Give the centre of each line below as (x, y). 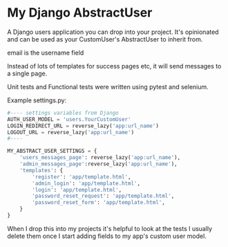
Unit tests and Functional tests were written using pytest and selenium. (108, 86)
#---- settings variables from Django (63, 113)
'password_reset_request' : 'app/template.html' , (103, 196)
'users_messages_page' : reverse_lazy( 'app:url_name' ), (100, 158)
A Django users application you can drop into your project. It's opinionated (113, 32)
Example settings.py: (37, 100)
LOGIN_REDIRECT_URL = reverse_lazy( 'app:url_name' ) (83, 126)
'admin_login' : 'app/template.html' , (86, 183)
